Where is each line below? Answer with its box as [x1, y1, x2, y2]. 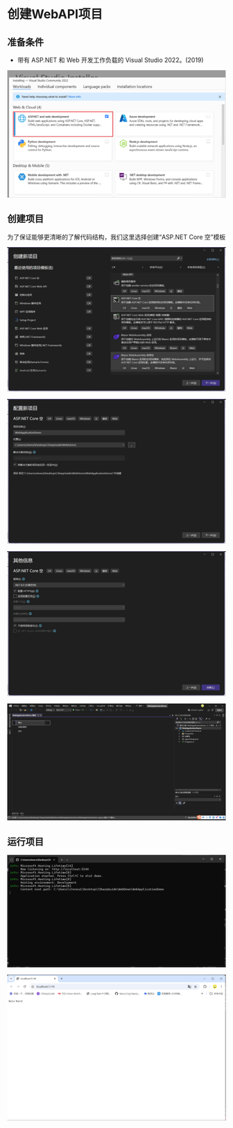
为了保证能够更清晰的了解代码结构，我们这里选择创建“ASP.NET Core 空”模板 [7, 233, 226, 241]
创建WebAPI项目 [7, 6, 103, 22]
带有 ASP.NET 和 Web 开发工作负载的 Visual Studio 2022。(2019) [17, 56, 204, 64]
